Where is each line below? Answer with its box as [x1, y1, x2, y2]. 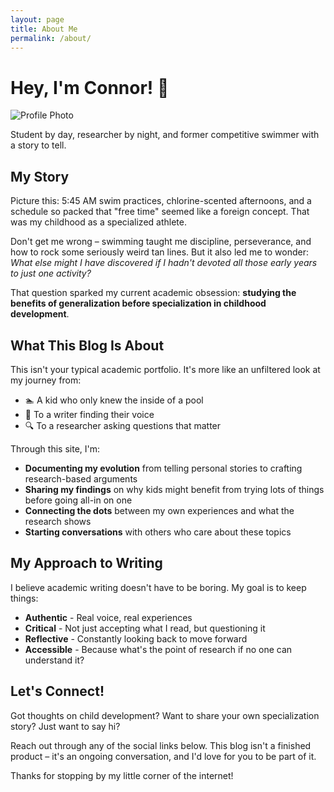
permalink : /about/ [10, 33, 92, 43]
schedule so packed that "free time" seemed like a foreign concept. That [10, 206, 310, 218]
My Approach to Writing [10, 555, 163, 572]
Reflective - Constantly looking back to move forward [24, 632, 248, 645]
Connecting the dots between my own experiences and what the [24, 504, 295, 516]
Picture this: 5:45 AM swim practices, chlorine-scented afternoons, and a [10, 195, 312, 207]
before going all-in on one [24, 494, 133, 506]
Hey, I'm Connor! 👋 [10, 76, 170, 99]
